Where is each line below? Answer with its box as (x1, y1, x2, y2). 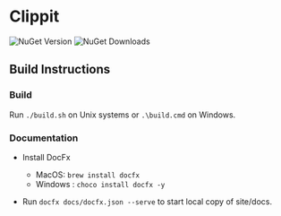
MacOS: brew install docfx (35, 168, 140, 180)
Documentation (9, 132, 79, 144)
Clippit (9, 6, 60, 27)
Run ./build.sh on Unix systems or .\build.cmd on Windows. (9, 109, 236, 120)
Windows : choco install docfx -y (35, 178, 166, 189)
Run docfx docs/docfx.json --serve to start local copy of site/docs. (21, 195, 273, 207)
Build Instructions (9, 62, 111, 77)
